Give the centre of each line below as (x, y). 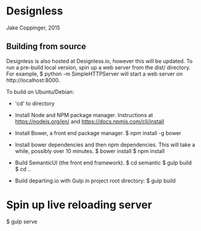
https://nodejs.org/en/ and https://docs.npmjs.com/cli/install (89, 121)
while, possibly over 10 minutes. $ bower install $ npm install (90, 151)
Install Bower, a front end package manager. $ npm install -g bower (98, 133)
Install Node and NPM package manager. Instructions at (84, 115)
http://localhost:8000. (33, 80)
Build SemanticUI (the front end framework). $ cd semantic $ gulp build (103, 163)
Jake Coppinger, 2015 (33, 28)
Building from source (46, 46)
